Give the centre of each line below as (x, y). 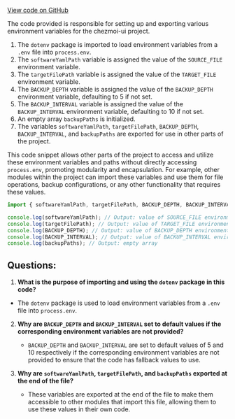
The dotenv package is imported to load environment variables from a (117, 44)
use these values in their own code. (79, 409)
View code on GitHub (38, 10)
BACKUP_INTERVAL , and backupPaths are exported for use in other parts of (120, 134)
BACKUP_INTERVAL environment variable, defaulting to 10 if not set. (111, 112)
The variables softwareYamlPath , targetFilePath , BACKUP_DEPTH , (108, 126)
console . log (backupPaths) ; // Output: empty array (83, 243)
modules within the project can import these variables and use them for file (115, 177)
